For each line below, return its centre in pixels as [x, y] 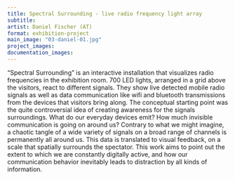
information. [25, 169]
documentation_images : [40, 53]
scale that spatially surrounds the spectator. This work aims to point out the [116, 147]
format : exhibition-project [48, 33]
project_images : [31, 46]
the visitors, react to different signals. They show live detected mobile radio [116, 87]
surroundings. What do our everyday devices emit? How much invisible [110, 117]
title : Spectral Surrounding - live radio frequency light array [105, 14]
